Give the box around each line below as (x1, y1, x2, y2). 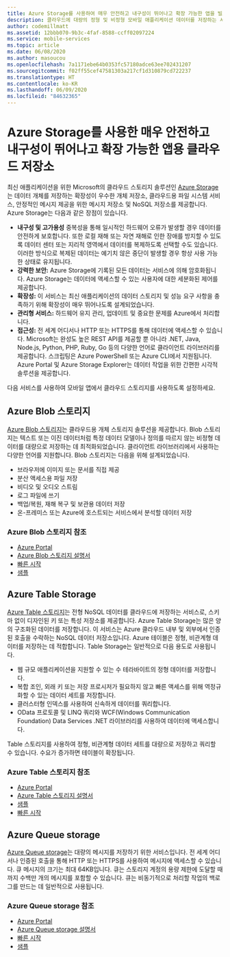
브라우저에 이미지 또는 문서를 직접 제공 (16, 465, 120, 473)
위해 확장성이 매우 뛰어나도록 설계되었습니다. (35, 300, 155, 309)
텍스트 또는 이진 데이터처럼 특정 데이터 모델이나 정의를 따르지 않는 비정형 (19, 434, 214, 442)
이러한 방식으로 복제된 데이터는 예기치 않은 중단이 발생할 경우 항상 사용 (16, 248, 205, 257)
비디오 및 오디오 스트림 (16, 482, 78, 491)
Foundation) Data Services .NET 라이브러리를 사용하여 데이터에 (16, 716, 190, 724)
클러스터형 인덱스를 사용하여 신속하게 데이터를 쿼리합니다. (16, 699, 171, 707)
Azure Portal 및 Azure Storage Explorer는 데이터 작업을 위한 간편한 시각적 (16, 360, 218, 368)
